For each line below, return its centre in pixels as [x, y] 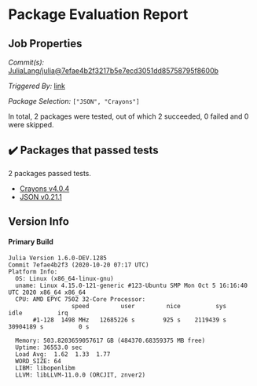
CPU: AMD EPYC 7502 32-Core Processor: [81, 300]
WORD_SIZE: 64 [38, 362]
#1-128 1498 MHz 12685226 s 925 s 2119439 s [129, 320]
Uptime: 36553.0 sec [49, 347]
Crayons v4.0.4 [44, 188]
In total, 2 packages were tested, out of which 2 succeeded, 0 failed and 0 [128, 116]
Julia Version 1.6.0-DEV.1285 [58, 258]
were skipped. [31, 125]
